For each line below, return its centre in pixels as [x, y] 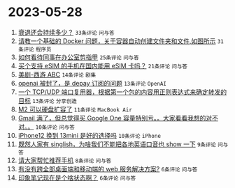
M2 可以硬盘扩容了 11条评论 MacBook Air [75, 109]
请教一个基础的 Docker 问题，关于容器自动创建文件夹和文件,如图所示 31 [121, 41]
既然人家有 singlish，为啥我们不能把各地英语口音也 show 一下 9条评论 [117, 144]
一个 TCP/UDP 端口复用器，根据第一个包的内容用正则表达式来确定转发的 [122, 92]
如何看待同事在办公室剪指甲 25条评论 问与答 [78, 57]
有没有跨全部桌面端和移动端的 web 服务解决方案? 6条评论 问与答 [108, 169]
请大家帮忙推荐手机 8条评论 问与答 [65, 160]
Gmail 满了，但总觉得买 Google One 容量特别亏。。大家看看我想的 [112, 118]
